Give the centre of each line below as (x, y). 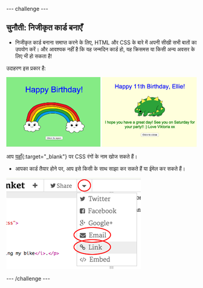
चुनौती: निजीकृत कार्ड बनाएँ (44, 28)
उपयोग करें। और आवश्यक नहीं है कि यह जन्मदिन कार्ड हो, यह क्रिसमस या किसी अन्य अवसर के (105, 49)
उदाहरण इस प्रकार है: (26, 68)
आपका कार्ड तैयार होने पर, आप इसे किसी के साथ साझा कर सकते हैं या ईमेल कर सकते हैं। (100, 169)
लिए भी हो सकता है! (34, 56)
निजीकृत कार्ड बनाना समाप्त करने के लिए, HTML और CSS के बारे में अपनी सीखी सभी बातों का (106, 42)
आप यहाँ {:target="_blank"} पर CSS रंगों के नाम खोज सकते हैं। (72, 156)
